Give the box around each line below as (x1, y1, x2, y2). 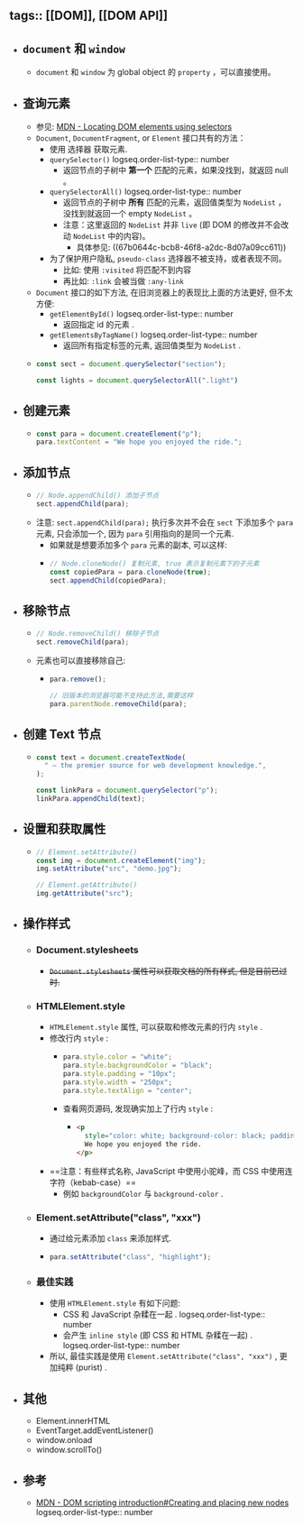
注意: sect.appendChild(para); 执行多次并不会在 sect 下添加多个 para (35, 517, 294, 528)
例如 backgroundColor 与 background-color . (62, 1188, 224, 1199)
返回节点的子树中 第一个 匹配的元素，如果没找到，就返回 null (62, 165, 289, 176)
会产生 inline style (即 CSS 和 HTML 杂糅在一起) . (62, 1330, 253, 1341)
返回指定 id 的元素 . (62, 319, 134, 330)
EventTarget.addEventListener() (35, 1425, 154, 1436)
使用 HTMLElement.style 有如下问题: (49, 1298, 181, 1309)
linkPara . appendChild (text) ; (35, 795, 146, 804)
